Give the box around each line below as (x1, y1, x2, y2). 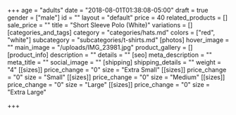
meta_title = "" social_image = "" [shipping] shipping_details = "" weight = (7, 58, 222, 66)
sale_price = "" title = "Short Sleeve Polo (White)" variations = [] (7, 21, 193, 29)
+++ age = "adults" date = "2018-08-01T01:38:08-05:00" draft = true (7, 6, 209, 14)
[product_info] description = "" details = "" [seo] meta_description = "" (7, 50, 213, 59)
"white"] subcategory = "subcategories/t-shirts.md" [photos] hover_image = (7, 36, 230, 44)
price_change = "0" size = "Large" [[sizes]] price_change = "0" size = (7, 81, 210, 88)
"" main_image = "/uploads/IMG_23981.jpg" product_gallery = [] (7, 43, 193, 51)
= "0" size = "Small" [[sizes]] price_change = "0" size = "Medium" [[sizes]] (7, 73, 225, 81)
